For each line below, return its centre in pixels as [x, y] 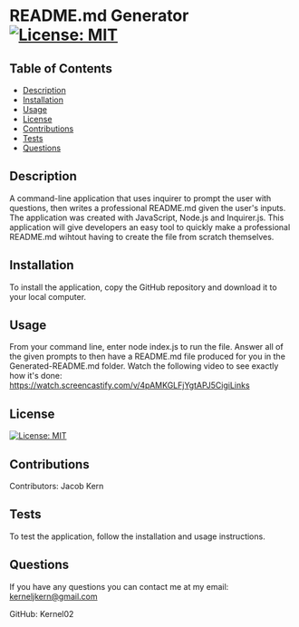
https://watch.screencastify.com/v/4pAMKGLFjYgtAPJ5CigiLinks [130, 385]
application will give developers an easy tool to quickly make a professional [150, 227]
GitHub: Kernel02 [42, 613]
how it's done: [36, 376]
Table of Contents [61, 68]
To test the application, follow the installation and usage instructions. [137, 536]
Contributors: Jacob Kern [57, 487]
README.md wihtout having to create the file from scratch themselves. [142, 236]
